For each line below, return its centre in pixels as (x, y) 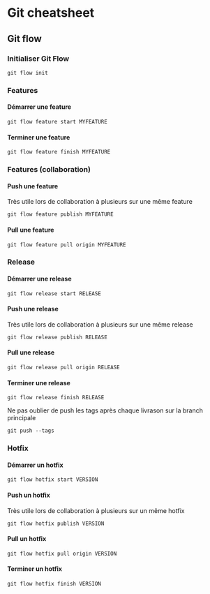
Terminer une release (39, 383)
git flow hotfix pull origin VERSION (62, 554)
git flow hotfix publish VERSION (56, 524)
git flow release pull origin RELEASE (63, 368)
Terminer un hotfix (35, 569)
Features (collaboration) (49, 170)
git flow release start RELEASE (54, 294)
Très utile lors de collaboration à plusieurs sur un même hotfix (96, 510)
